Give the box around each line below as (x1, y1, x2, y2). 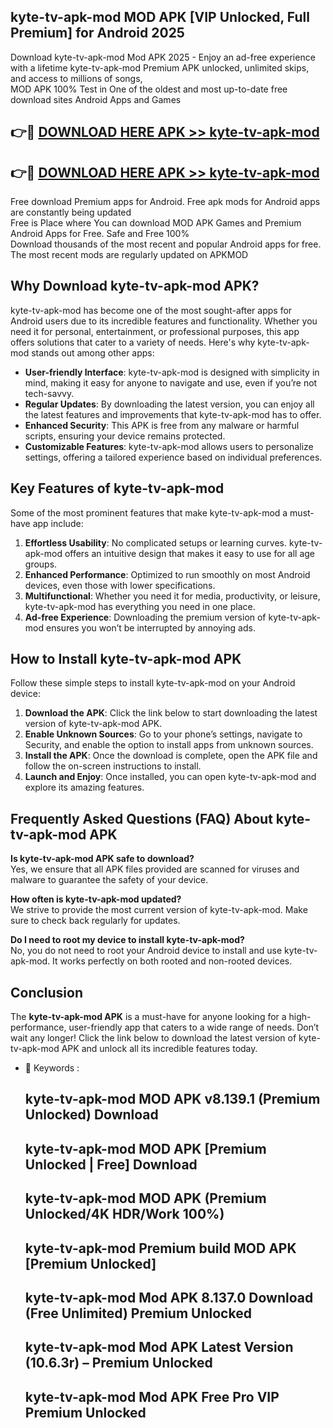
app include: (32, 517, 84, 529)
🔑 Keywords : (24, 1062, 80, 1074)
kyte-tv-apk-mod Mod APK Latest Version (24, 1339, 294, 1356)
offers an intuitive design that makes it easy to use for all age (64, 547, 315, 559)
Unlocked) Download (24, 1106, 159, 1124)
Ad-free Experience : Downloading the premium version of (24, 611, 267, 623)
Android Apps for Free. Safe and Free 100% (10, 228, 190, 240)
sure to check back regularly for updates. (10, 915, 181, 927)
